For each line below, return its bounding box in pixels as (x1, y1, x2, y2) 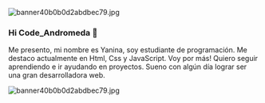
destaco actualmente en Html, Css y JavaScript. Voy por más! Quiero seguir (8, 54, 258, 63)
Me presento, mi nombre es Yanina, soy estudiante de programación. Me (8, 45, 247, 55)
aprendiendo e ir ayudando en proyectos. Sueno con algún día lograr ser (8, 62, 247, 71)
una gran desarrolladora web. (8, 71, 105, 80)
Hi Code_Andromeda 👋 (8, 27, 98, 38)
